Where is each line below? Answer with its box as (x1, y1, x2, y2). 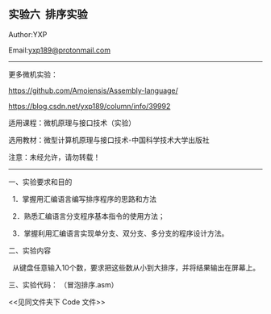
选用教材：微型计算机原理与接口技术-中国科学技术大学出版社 (8, 135, 210, 144)
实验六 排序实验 (8, 7, 88, 22)
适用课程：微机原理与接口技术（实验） (8, 118, 135, 128)
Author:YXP (8, 29, 48, 39)
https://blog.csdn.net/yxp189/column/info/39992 (8, 101, 171, 111)
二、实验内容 (8, 245, 51, 255)
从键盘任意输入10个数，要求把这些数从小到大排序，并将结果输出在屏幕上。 (11, 262, 261, 272)
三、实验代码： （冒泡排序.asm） (8, 279, 119, 289)
